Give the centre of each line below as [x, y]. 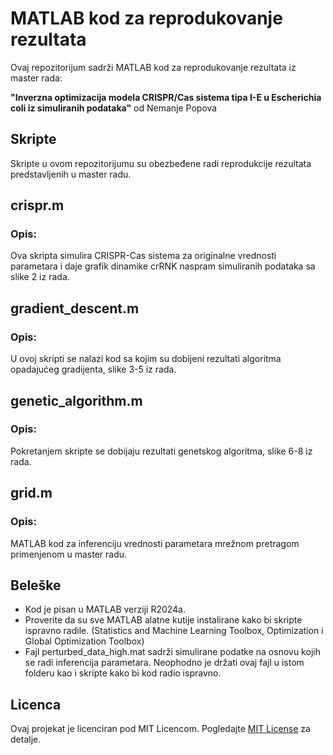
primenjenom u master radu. [69, 554]
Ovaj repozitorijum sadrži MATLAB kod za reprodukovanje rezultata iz [153, 67]
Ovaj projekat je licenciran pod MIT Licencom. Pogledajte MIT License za [160, 729]
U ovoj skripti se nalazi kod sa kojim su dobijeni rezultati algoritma [146, 359]
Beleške [36, 585]
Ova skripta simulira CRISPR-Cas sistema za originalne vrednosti [143, 256]
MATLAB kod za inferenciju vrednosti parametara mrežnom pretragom [155, 543]
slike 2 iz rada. [40, 277]
